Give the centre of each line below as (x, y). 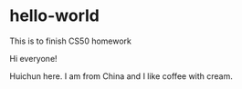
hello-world (55, 16)
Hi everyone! (33, 58)
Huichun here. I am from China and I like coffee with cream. (121, 76)
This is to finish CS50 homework (71, 41)
